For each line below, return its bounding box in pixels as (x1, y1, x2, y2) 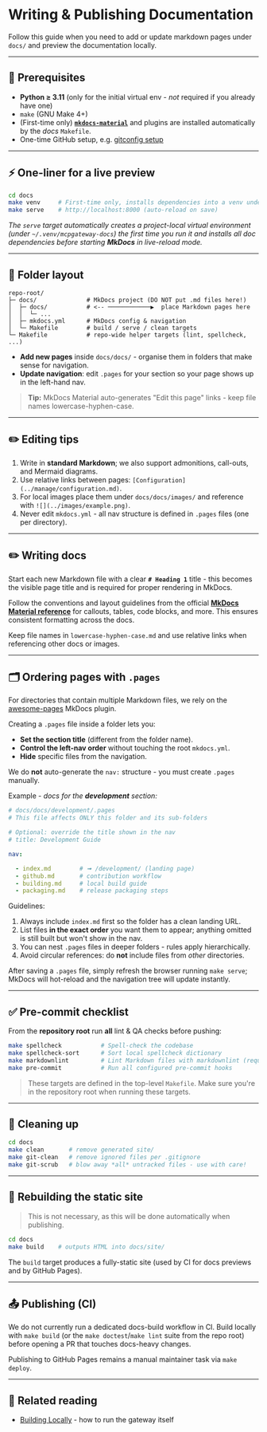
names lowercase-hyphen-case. (27, 401, 134, 411)
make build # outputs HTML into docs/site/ (8, 1242, 165, 1251)
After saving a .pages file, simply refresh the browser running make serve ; (8, 966, 248, 976)
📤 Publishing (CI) (8, 1297, 97, 1311)
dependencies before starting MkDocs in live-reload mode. (8, 238, 203, 247)
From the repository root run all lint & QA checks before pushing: (8, 1026, 222, 1036)
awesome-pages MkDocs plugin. (8, 704, 117, 714)
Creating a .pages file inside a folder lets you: (8, 719, 156, 729)
